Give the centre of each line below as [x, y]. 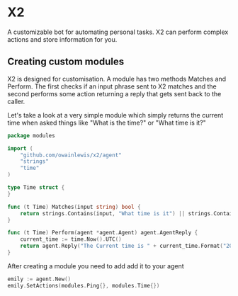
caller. [16, 101]
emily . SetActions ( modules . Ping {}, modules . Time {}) [84, 285]
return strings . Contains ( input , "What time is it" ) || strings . [117, 213]
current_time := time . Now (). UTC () [71, 239]
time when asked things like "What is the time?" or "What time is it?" [107, 123]
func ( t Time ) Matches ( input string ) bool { [74, 207]
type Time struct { [36, 188]
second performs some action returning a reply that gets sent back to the [114, 93]
